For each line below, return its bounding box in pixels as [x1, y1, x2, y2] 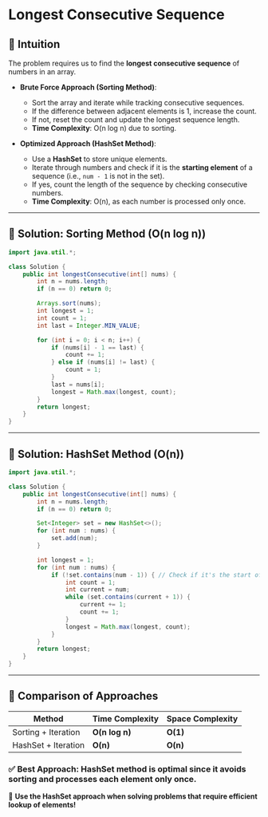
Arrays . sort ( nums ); [37, 299, 102, 308]
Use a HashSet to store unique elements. [31, 154, 167, 164]
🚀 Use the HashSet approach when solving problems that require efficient [8, 791, 258, 801]
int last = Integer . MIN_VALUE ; [37, 322, 141, 330]
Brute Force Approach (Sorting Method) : [19, 82, 157, 92]
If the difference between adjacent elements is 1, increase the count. [31, 106, 257, 116]
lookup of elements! [8, 800, 77, 810]
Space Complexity [166, 712, 238, 724]
